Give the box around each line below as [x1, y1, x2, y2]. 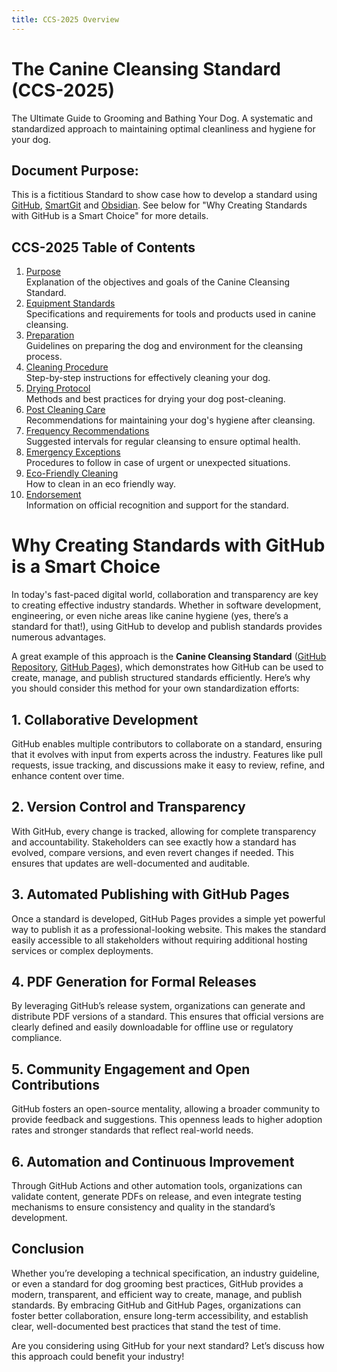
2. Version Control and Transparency [11, 799, 246, 816]
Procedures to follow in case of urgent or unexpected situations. [25, 457, 291, 469]
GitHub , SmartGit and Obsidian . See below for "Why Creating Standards [11, 199, 308, 211]
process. [25, 351, 63, 363]
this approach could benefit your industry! [11, 1350, 185, 1362]
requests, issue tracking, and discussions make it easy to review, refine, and [11, 759, 326, 771]
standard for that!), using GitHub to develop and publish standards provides [11, 621, 323, 633]
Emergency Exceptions [25, 446, 121, 458]
